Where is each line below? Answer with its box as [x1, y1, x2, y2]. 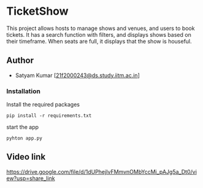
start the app [6, 124, 39, 131]
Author [6, 55, 34, 66]
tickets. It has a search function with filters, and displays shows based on [6, 31, 191, 38]
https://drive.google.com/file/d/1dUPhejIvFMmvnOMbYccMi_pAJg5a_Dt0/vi [6, 168, 197, 175]
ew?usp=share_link [6, 175, 55, 182]
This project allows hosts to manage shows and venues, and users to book [6, 24, 195, 32]
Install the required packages [6, 101, 80, 108]
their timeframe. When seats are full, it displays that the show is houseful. [6, 37, 192, 45]
